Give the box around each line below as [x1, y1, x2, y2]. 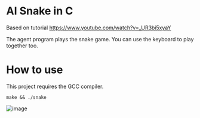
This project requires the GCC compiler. [6, 83, 104, 90]
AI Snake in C [6, 4, 73, 18]
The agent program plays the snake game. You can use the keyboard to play [6, 35, 194, 43]
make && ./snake [6, 94, 47, 100]
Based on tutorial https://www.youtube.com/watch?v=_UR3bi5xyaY [6, 24, 171, 31]
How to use [6, 63, 63, 77]
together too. [6, 42, 39, 49]
